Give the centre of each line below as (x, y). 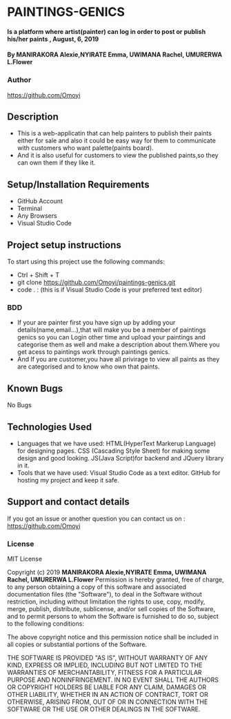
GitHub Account (40, 201)
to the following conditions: (46, 624)
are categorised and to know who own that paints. (88, 366)
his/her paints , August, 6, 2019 (53, 39)
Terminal (30, 209)
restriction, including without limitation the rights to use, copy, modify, (106, 601)
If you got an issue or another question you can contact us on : (96, 519)
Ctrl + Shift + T (38, 275)
